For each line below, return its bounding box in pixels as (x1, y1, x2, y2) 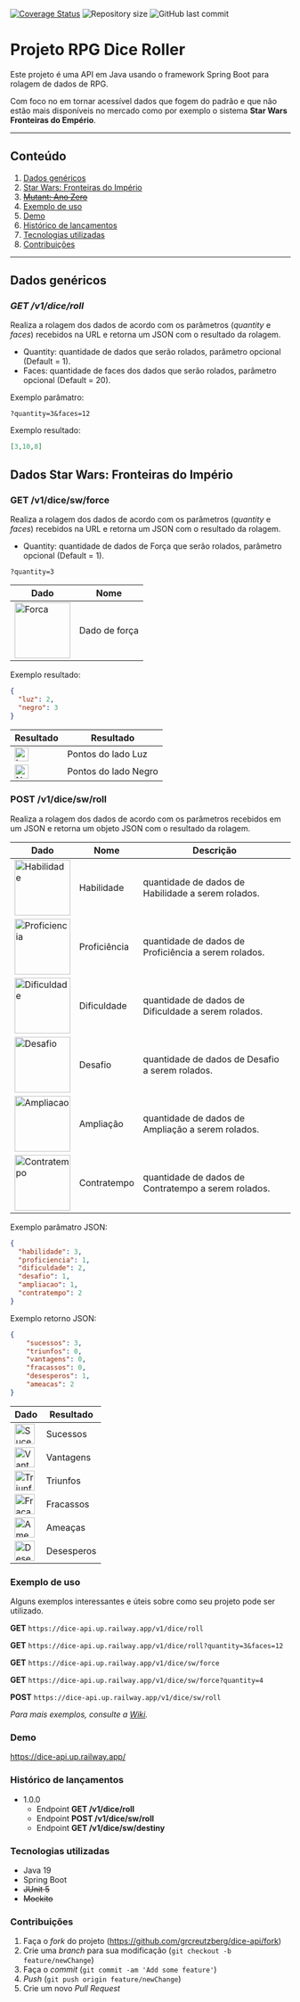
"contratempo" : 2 (18, 1288, 83, 1298)
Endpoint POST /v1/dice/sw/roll (36, 1813, 155, 1824)
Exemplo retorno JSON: (10, 1312, 97, 1323)
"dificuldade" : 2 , (18, 1263, 87, 1273)
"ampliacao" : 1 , (18, 1280, 78, 1289)
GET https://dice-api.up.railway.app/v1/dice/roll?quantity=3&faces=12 (10, 1640, 284, 1651)
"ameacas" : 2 (26, 1380, 75, 1389)
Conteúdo (10, 149, 67, 164)
